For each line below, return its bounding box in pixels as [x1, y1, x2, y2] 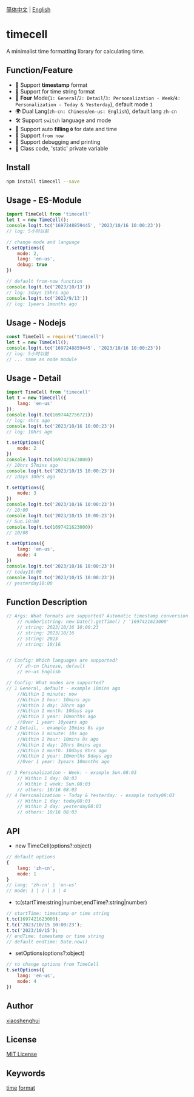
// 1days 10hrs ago [6, 474, 56, 480]
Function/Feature [6, 65, 73, 75]
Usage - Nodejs [6, 318, 66, 328]
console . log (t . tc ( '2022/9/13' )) [6, 295, 88, 301]
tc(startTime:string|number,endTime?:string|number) [15, 898, 147, 906]
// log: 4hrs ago [6, 417, 50, 424]
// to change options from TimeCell [6, 962, 99, 968]
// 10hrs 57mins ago [6, 462, 59, 468]
